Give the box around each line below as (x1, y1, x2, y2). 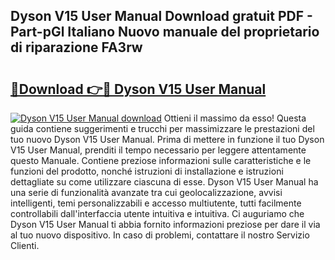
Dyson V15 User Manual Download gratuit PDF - (10, 8, 313, 25)
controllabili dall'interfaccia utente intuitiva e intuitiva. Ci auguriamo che (10, 208, 305, 219)
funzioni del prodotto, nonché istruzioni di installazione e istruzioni (10, 165, 284, 177)
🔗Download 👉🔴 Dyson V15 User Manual (10, 80, 267, 98)
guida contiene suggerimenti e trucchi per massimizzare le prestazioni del (10, 123, 315, 134)
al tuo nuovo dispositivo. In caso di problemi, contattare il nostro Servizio (10, 229, 310, 241)
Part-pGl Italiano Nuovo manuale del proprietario (10, 24, 320, 41)
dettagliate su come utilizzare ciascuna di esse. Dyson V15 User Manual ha (10, 176, 319, 188)
